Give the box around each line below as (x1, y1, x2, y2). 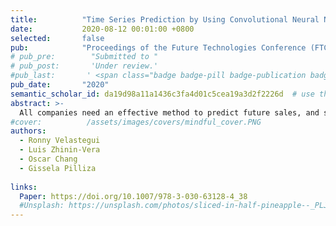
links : (10, 182, 38, 192)
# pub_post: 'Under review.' (10, 61, 159, 71)
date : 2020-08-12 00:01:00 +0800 (10, 24, 195, 34)
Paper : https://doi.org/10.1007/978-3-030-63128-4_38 (19, 191, 248, 201)
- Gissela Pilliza (19, 163, 97, 173)
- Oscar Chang (19, 154, 78, 164)
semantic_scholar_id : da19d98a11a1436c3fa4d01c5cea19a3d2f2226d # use (10, 89, 315, 99)
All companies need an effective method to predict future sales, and (19, 107, 320, 118)
